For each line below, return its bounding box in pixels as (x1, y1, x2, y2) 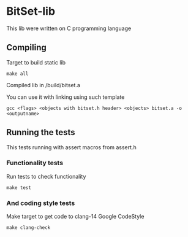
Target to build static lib (6, 58, 66, 66)
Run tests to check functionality (6, 173, 86, 180)
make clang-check (6, 225, 51, 231)
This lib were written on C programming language (6, 25, 132, 32)
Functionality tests (6, 158, 63, 167)
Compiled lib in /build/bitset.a (6, 81, 81, 88)
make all (6, 71, 29, 77)
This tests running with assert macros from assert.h (6, 143, 137, 151)
